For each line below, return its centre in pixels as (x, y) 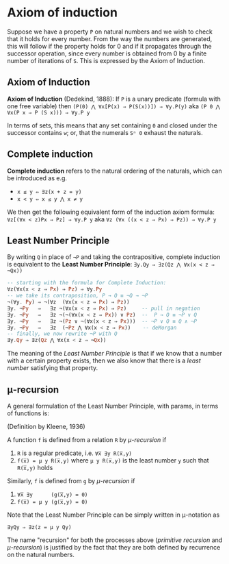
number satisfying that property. (53, 368)
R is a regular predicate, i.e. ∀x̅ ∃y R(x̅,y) (74, 453)
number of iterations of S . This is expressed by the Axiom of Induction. (106, 60)
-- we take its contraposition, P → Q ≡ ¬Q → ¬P (78, 296)
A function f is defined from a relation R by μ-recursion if (87, 439)
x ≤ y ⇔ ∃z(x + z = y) (49, 192)
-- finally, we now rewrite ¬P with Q (62, 334)
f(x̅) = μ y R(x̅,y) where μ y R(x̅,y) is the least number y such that (113, 460)
